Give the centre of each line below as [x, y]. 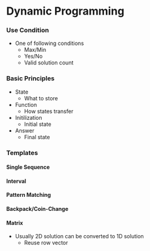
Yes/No [33, 57]
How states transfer [49, 111]
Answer [24, 130]
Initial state [37, 124]
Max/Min [35, 50]
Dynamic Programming [65, 11]
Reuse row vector [46, 243]
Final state [37, 137]
